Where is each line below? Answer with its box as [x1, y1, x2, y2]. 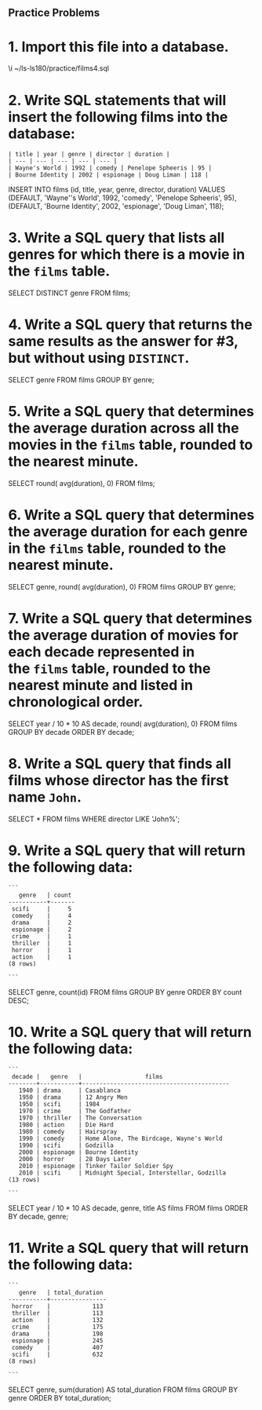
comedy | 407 [11, 1343, 104, 1351]
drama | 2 [11, 919, 72, 926]
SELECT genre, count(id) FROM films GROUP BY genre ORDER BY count [8, 987, 242, 996]
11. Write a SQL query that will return [8, 1239, 249, 1257]
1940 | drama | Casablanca [18, 1087, 122, 1094]
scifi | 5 [11, 904, 72, 913]
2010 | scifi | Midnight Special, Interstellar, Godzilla [18, 1169, 226, 1177]
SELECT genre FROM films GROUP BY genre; [8, 375, 155, 385]
